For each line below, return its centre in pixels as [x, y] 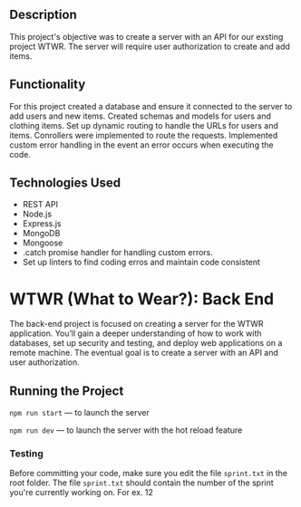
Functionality [48, 85]
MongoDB [41, 234]
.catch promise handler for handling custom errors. [117, 253]
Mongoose [43, 243]
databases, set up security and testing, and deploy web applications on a [146, 343]
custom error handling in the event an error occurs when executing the [141, 145]
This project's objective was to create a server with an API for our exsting [146, 36]
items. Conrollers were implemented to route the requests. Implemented [144, 135]
